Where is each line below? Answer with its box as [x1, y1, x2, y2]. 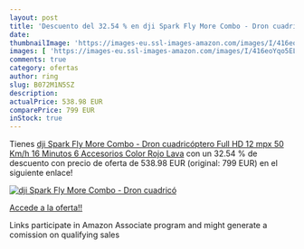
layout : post [9, 13, 59, 23]
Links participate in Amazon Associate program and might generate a [9, 220, 268, 231]
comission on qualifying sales [9, 229, 120, 240]
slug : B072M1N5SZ [9, 80, 75, 89]
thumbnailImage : [9, 38, 71, 48]
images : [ [9, 47, 47, 56]
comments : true [9, 55, 67, 64]
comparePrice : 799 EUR [9, 106, 95, 115]
